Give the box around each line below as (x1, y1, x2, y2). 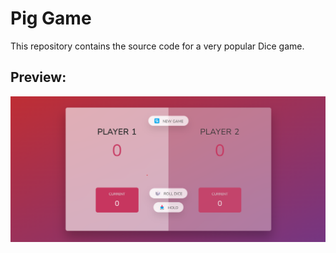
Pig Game (10, 7, 92, 30)
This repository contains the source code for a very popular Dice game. (10, 40, 305, 52)
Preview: (10, 69, 67, 86)
